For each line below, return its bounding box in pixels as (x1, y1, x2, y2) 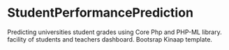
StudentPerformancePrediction (7, 5, 194, 21)
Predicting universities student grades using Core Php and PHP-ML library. (7, 28, 222, 36)
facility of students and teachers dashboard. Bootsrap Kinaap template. (7, 35, 213, 43)
